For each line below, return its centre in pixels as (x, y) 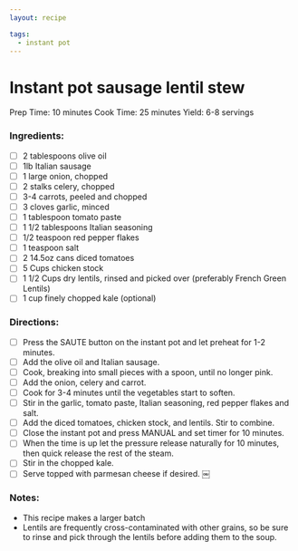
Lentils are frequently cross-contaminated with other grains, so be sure (155, 527)
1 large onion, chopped (65, 176)
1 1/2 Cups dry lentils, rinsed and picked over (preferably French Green (154, 278)
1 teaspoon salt (51, 248)
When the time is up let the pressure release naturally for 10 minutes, (151, 443)
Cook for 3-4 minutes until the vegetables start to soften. (129, 393)
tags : (19, 34)
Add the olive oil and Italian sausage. (91, 362)
